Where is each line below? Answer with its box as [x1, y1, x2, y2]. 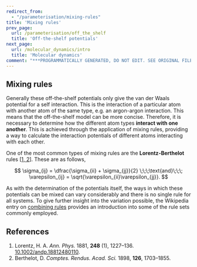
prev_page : [6, 25, 33, 31]
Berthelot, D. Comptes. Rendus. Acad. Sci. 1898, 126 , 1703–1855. [14, 255, 171, 262]
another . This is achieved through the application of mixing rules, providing [6, 126, 188, 133]
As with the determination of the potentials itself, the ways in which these [6, 185, 183, 192]
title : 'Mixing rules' [6, 19, 62, 25]
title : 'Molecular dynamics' [11, 52, 83, 58]
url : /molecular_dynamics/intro [11, 47, 91, 53]
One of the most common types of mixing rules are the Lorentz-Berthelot [6, 150, 185, 157]
